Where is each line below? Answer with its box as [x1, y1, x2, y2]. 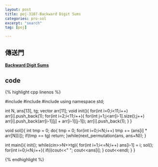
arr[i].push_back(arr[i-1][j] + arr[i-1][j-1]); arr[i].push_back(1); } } [5, 118, 132, 124]
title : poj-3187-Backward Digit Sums [5, 12, 81, 16]
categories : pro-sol [5, 16, 47, 21]
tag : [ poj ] [5, 25, 27, 30]
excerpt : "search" [5, 20, 42, 26]
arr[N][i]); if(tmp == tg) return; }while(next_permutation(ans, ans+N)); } [5, 133, 146, 138]
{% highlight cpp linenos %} [5, 89, 61, 95]
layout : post [5, 7, 31, 12]
